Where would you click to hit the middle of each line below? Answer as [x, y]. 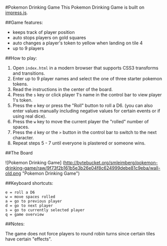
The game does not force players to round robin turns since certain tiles [80, 234]
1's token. [23, 100]
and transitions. [29, 73]
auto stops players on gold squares [49, 38]
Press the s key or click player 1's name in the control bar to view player [87, 95]
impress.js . [17, 13]
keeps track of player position [44, 32]
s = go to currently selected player [45, 210]
